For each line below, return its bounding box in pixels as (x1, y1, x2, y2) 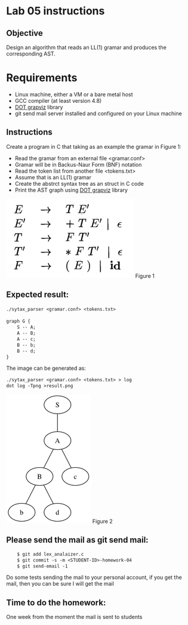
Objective (6, 28, 44, 38)
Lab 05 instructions (6, 4, 105, 18)
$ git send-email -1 (17, 563, 68, 569)
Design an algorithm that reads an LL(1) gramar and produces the (6, 44, 167, 51)
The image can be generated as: (6, 364, 87, 372)
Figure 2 (92, 517, 113, 525)
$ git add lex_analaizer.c (17, 552, 84, 557)
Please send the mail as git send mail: (6, 535, 149, 545)
